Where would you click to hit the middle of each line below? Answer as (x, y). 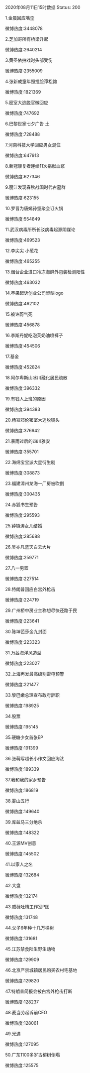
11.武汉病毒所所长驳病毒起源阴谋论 (40, 230)
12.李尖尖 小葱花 (22, 251)
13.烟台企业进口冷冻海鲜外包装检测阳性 (45, 272)
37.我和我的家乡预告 (26, 780)
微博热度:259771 (22, 557)
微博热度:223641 (22, 621)
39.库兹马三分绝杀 (24, 822)
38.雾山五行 (17, 801)
